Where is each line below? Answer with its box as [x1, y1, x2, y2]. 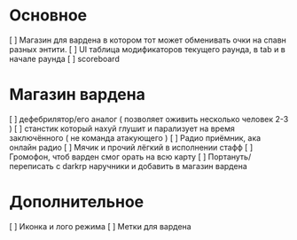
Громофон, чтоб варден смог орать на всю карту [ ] [9, 151, 207, 162]
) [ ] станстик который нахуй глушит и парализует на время [9, 123, 235, 134]
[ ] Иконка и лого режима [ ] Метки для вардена [9, 221, 192, 231]
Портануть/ [207, 151, 252, 162]
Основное [9, 5, 87, 26]
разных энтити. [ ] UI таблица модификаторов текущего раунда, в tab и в [9, 43, 285, 54]
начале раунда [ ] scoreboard [9, 53, 120, 64]
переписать [9, 160, 55, 171]
